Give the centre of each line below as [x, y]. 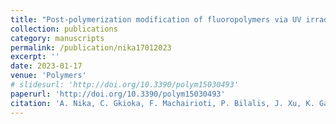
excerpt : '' [35, 57]
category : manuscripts [57, 38]
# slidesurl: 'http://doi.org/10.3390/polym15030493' [125, 85]
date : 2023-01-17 [46, 66]
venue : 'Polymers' [48, 76]
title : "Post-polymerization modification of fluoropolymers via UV [156, 19]
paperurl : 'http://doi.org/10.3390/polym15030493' [118, 94]
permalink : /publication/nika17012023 [91, 47]
